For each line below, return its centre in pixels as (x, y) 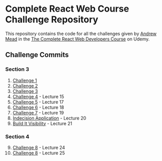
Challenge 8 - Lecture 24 (39, 147)
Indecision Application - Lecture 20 (49, 118)
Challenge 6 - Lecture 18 (38, 107)
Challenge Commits (37, 55)
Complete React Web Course (67, 9)
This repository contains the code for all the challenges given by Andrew (81, 33)
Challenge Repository (52, 19)
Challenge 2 (25, 86)
